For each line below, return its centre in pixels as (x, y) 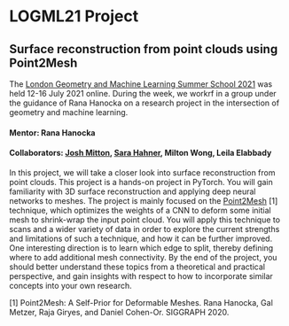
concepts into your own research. (70, 285)
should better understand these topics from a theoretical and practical (137, 267)
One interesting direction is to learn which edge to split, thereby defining (141, 248)
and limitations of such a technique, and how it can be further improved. (141, 238)
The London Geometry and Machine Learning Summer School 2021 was (141, 84)
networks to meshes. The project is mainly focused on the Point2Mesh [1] (144, 200)
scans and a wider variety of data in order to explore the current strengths (144, 229)
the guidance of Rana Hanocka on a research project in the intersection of (144, 103)
